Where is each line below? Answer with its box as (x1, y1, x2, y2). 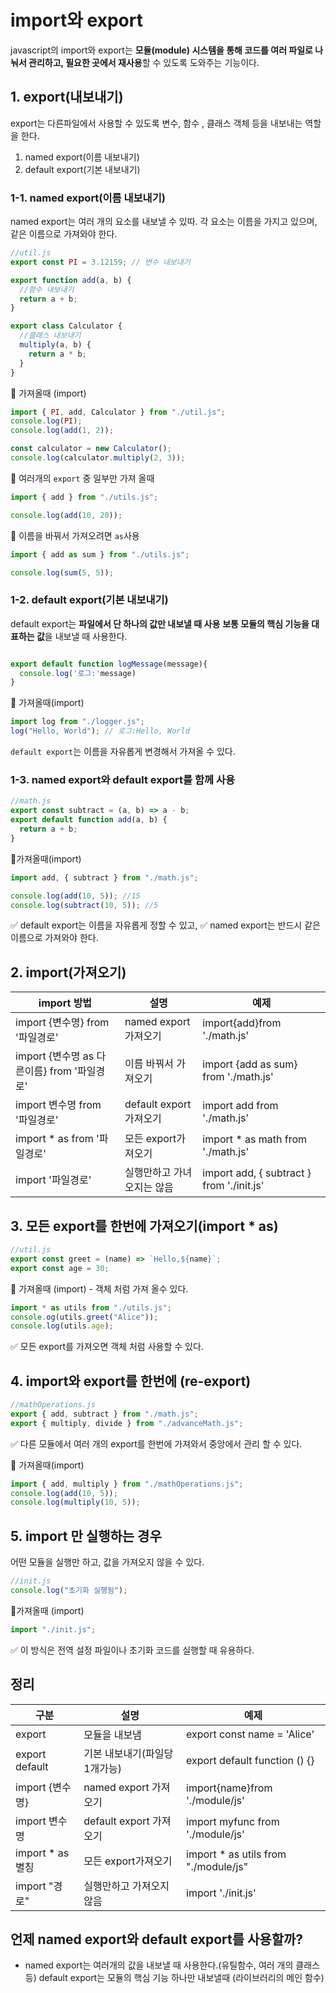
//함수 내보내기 (19, 284, 75, 295)
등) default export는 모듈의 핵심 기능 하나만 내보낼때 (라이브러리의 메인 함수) (24, 1972, 325, 1984)
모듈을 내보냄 (83, 1727, 142, 1741)
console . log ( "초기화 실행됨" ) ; (10, 1586, 128, 1596)
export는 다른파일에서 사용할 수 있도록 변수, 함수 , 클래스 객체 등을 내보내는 (10, 117, 303, 129)
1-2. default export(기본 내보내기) (10, 593, 169, 607)
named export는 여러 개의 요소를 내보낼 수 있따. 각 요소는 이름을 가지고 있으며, (10, 216, 318, 228)
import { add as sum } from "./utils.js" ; (10, 549, 190, 560)
